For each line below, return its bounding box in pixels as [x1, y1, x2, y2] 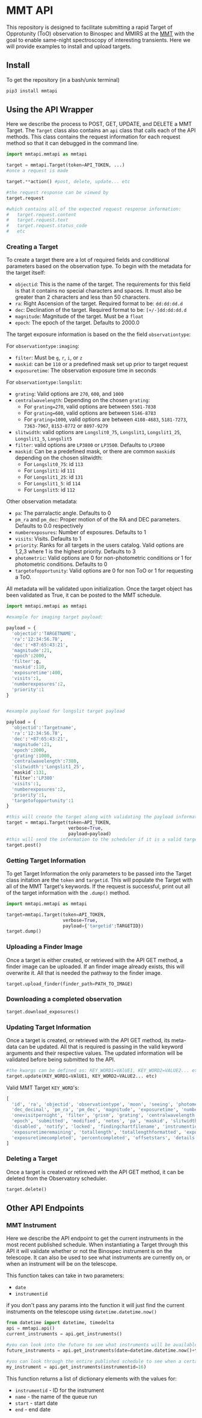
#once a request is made [6, 168, 69, 174]
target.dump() [6, 928, 42, 934]
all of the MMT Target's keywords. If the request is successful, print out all [6, 883, 191, 890]
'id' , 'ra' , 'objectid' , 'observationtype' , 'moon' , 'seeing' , [11, 1101, 173, 1107]
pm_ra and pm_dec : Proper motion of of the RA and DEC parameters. [14, 516, 182, 523]
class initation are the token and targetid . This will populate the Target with [6, 876, 193, 883]
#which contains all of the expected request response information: [6, 206, 182, 212]
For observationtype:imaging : [6, 343, 80, 350]
